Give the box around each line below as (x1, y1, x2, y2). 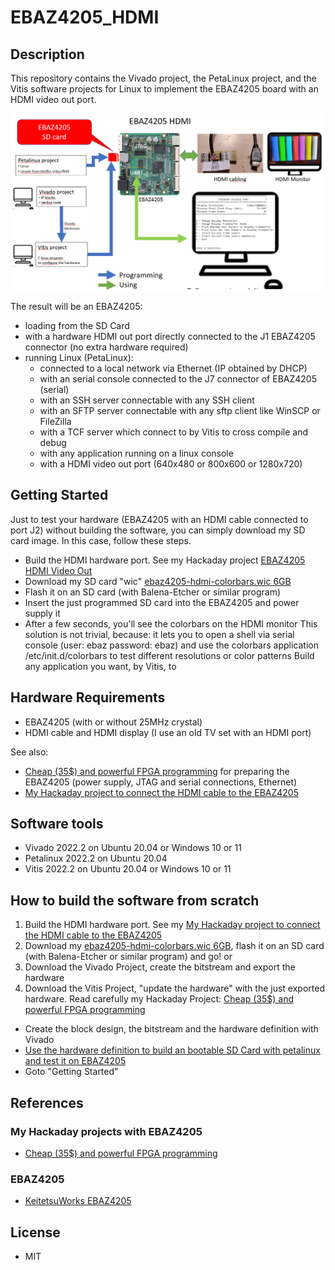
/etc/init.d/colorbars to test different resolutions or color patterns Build (24, 649, 315, 661)
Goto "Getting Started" (24, 1066, 119, 1078)
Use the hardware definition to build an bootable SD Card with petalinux (24, 1044, 321, 1056)
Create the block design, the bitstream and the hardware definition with (24, 1023, 319, 1035)
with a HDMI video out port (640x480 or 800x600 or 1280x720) (39, 458, 303, 470)
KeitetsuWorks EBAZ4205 (24, 1195, 132, 1207)
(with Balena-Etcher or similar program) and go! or (24, 951, 233, 963)
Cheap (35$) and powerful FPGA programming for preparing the (24, 765, 290, 777)
